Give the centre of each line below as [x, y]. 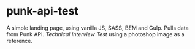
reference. [19, 41]
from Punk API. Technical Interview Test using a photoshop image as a [96, 34]
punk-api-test [42, 11]
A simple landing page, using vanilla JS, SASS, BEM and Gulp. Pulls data [97, 28]
